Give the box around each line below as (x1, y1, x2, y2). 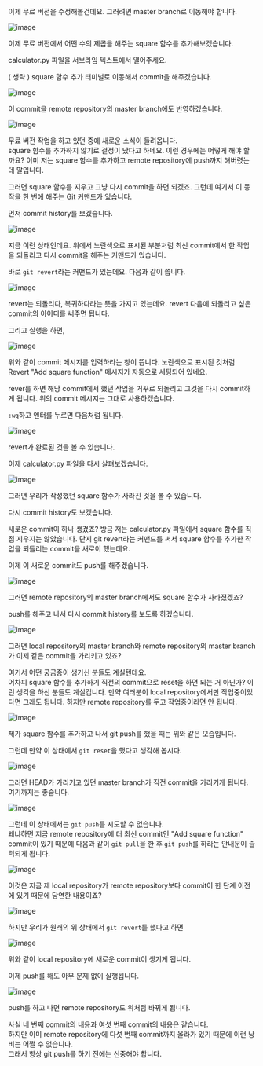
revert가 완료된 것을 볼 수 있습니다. (8, 442, 115, 452)
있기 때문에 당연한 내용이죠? (16, 891, 102, 899)
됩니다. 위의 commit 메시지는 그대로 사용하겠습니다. (16, 394, 175, 403)
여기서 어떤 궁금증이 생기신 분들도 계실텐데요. (8, 668, 147, 677)
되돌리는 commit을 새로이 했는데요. (22, 544, 131, 553)
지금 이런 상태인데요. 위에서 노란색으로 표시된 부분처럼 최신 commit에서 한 (8, 240, 236, 250)
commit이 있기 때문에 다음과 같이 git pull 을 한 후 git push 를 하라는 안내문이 (8, 839, 247, 848)
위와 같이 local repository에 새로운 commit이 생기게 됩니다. (8, 954, 191, 964)
